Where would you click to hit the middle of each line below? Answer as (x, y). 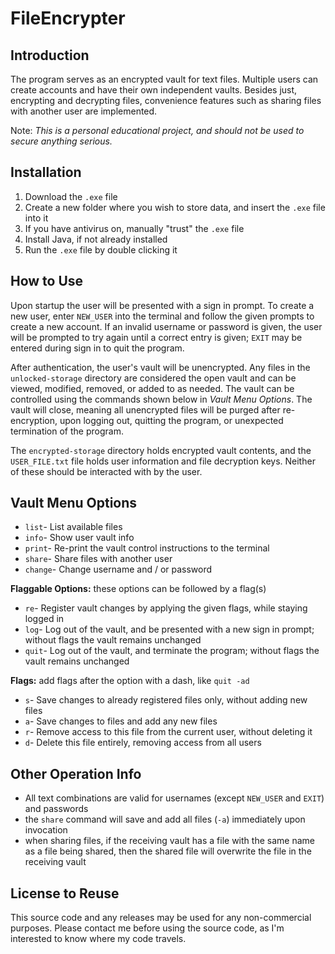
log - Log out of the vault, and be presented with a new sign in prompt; (169, 629)
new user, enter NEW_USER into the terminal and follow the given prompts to (162, 316)
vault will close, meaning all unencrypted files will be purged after (145, 409)
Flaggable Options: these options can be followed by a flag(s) (138, 589)
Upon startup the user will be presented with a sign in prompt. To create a (162, 305)
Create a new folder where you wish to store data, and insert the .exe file (175, 207)
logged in (44, 619)
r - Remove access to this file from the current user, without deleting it (168, 732)
